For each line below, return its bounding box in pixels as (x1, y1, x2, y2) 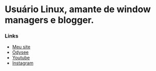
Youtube (12, 55, 30, 61)
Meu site (12, 44, 31, 50)
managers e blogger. (5, 14, 95, 26)
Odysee (12, 49, 29, 55)
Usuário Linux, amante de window (5, 4, 151, 15)
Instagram (12, 60, 34, 66)
